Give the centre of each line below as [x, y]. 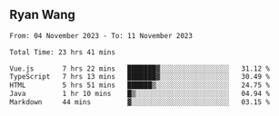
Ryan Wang [42, 15]
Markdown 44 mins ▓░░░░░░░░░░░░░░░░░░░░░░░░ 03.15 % [140, 102]
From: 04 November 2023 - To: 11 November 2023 [101, 35]
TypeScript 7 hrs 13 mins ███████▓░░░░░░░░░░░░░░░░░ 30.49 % [140, 77]
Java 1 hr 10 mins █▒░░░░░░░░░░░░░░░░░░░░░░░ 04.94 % [140, 94]
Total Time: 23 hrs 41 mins [63, 52]
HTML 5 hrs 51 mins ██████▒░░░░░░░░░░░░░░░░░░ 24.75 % [140, 85]
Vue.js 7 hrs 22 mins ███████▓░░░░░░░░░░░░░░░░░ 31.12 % [140, 68]
